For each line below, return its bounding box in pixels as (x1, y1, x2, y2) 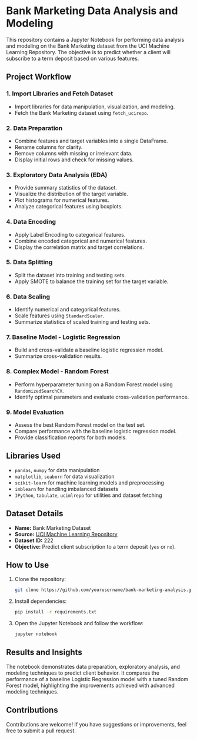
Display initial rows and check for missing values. (14, 156, 134, 163)
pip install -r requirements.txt (14, 609, 97, 615)
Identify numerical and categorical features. (14, 306, 121, 313)
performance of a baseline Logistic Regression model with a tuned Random (6, 675, 189, 682)
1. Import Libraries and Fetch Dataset (6, 89, 113, 98)
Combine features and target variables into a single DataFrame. (14, 137, 168, 144)
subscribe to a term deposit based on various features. (6, 55, 139, 62)
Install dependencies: (14, 598, 67, 605)
